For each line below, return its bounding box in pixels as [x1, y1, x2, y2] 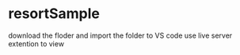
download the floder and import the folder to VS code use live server [8, 31, 233, 40]
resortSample [8, 5, 101, 23]
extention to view [8, 38, 65, 48]
